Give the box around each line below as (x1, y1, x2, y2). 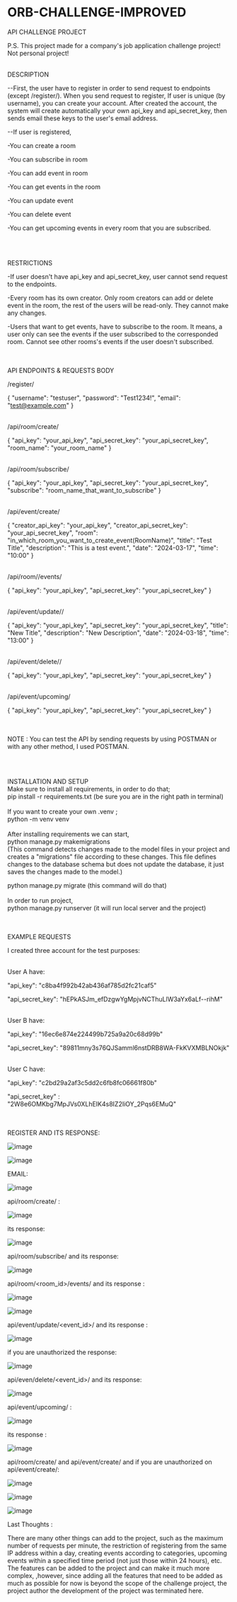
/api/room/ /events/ (7, 572, 62, 580)
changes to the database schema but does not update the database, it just (7, 859, 224, 868)
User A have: (7, 967, 45, 975)
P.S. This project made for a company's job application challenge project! (7, 41, 221, 50)
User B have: (7, 1016, 45, 1024)
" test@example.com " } (7, 401, 74, 409)
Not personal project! (7, 49, 69, 57)
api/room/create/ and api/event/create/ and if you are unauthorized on (7, 1458, 212, 1466)
